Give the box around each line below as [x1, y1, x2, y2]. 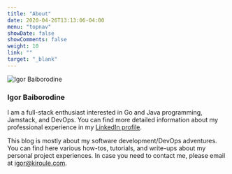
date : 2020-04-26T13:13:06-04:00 [7, 17, 105, 24]
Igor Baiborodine [7, 92, 65, 102]
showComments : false [7, 36, 68, 43]
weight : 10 [7, 43, 39, 50]
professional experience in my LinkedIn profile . [7, 123, 142, 131]
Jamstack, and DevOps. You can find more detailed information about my [7, 116, 219, 124]
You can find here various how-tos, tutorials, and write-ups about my [7, 144, 206, 152]
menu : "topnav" [7, 23, 52, 30]
